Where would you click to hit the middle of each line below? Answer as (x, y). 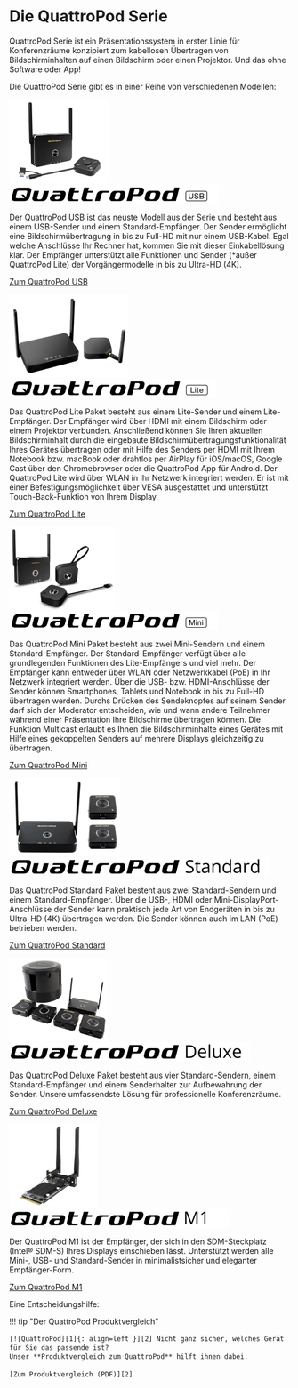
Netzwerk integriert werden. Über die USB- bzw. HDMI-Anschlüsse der (139, 681)
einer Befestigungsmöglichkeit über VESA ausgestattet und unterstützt (139, 487)
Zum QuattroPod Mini (48, 765)
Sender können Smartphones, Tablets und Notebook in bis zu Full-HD (137, 691)
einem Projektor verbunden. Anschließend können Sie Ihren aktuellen (136, 430)
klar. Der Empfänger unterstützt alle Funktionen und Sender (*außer (133, 254)
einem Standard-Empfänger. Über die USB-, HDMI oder (111, 899)
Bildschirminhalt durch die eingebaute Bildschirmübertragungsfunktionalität (148, 440)
